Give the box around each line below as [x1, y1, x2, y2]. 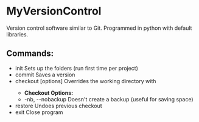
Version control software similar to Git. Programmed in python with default [6, 24, 192, 32]
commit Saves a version [15, 71, 75, 78]
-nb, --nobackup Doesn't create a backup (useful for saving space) [24, 95, 194, 103]
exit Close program [15, 108, 63, 116]
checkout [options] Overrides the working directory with [15, 77, 156, 84]
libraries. [6, 30, 29, 38]
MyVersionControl [6, 4, 102, 18]
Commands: [6, 49, 54, 59]
